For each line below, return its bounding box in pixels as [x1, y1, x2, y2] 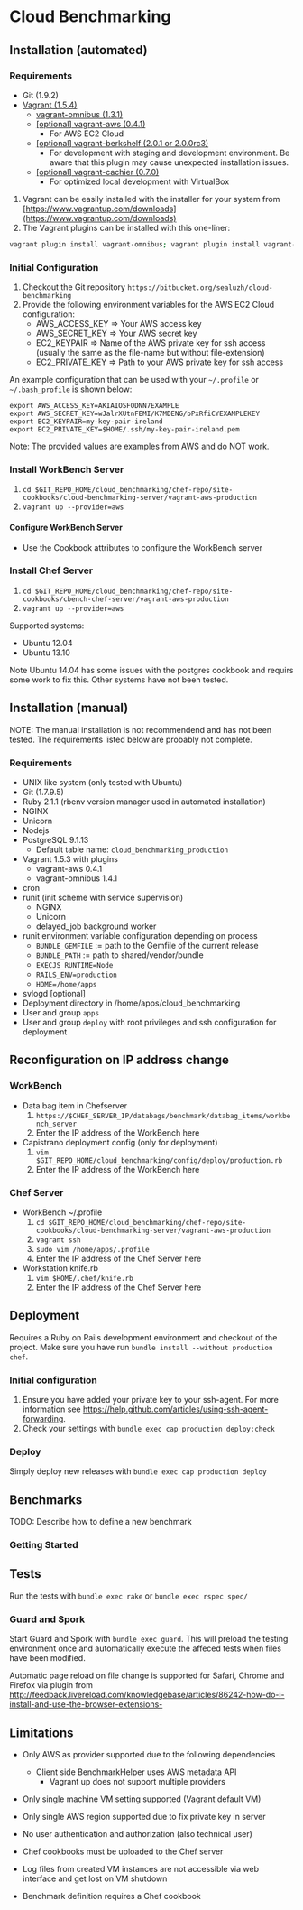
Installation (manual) [9, 700, 129, 716]
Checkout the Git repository [22, 282, 126, 292]
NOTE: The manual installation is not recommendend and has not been [9, 724, 272, 735]
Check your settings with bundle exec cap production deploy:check [22, 1423, 275, 1434]
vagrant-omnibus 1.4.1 [35, 873, 118, 884]
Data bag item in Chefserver [22, 1099, 128, 1111]
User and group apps [22, 1006, 100, 1017]
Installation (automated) [9, 42, 149, 58]
